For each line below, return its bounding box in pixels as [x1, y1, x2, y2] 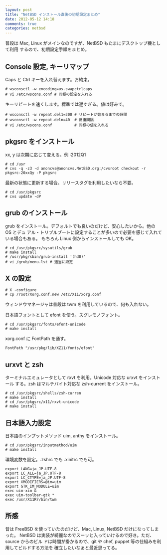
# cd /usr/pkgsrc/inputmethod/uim [5, 443, 77, 448]
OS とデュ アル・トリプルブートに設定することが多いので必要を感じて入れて [5, 229, 163, 235]
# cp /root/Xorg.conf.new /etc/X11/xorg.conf [5, 292, 101, 297]
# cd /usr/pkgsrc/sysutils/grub [5, 245, 72, 250]
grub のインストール [5, 209, 68, 217]
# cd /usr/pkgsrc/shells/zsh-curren [5, 391, 81, 396]
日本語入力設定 [5, 418, 51, 427]
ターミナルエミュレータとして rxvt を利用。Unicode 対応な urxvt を [5, 374, 144, 380]
